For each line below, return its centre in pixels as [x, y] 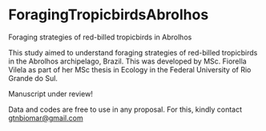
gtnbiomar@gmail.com [46, 117]
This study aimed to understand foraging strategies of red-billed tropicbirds [133, 52]
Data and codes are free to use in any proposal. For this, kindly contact [125, 109]
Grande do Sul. [33, 78]
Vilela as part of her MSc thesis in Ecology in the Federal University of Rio [130, 69]
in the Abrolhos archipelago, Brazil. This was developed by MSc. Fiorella [127, 61]
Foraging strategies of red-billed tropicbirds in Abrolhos [100, 37]
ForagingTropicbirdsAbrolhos [109, 15]
